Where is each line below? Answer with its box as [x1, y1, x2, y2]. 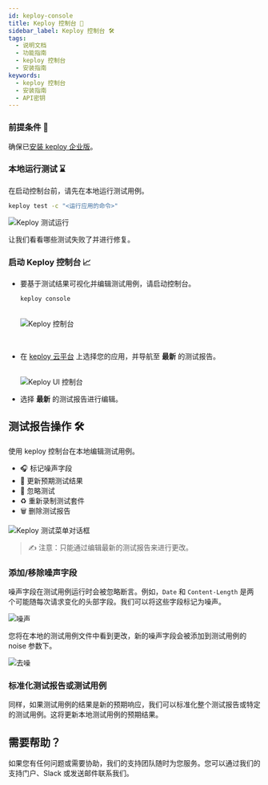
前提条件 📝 [8, 122, 50, 133]
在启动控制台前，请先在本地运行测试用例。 [8, 185, 149, 195]
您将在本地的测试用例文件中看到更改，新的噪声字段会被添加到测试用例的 [8, 631, 246, 641]
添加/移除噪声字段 [8, 567, 78, 578]
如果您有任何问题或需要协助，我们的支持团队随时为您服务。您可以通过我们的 [8, 759, 261, 768]
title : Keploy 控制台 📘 [8, 19, 84, 27]
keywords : [8, 71, 42, 79]
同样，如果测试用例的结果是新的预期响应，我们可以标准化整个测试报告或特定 [8, 700, 261, 710]
